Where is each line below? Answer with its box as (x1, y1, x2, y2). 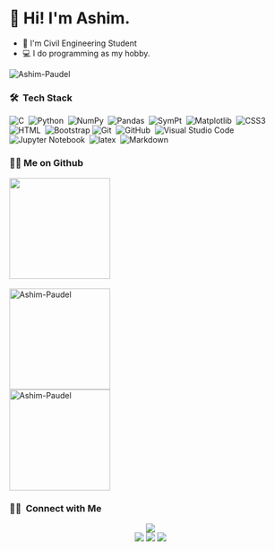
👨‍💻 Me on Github (9, 157, 83, 170)
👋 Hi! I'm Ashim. (9, 8, 131, 29)
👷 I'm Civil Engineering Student (21, 38, 137, 48)
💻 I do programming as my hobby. (21, 48, 150, 58)
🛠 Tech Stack (9, 92, 73, 104)
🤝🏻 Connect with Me (9, 503, 102, 515)
